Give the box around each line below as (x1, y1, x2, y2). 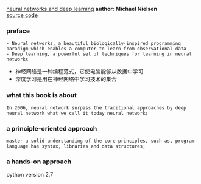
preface (6, 27, 30, 35)
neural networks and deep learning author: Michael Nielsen (6, 5, 157, 12)
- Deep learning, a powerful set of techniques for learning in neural (6, 51, 192, 57)
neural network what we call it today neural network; (6, 110, 149, 116)
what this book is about (6, 91, 77, 100)
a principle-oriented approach (6, 124, 97, 132)
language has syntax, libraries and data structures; (6, 143, 146, 149)
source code (6, 12, 38, 19)
